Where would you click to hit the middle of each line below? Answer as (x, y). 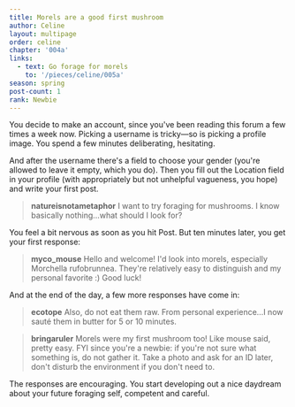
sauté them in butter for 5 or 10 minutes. (103, 322)
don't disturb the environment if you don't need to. (122, 367)
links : (21, 58)
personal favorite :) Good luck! (86, 278)
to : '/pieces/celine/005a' (75, 75)
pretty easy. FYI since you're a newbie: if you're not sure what (144, 348)
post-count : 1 (35, 91)
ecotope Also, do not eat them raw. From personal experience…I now (157, 312)
